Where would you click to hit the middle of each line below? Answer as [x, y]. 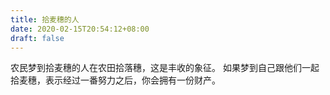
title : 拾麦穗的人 [45, 19]
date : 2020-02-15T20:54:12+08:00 [80, 29]
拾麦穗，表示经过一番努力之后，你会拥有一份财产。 [115, 80]
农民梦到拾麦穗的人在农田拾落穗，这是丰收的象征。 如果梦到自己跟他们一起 [165, 68]
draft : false [37, 38]
